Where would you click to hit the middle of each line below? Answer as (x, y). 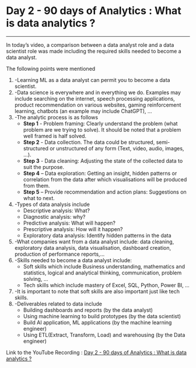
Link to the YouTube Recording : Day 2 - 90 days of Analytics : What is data (96, 352)
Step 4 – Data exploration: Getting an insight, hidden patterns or (100, 173)
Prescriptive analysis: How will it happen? (73, 229)
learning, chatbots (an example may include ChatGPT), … (83, 111)
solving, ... (36, 278)
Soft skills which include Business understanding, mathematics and (104, 266)
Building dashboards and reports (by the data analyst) (88, 310)
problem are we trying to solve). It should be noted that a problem (102, 129)
